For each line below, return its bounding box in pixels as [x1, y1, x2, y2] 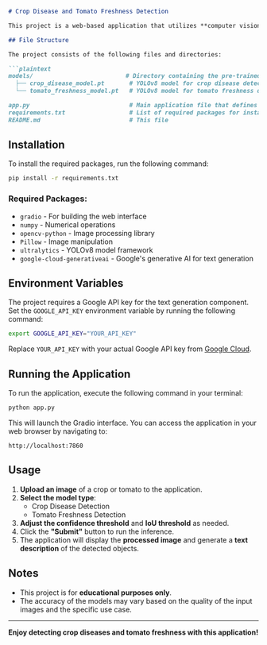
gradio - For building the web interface [19, 211, 147, 221]
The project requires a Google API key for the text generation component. [8, 298, 249, 307]
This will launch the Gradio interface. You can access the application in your [8, 418, 257, 427]
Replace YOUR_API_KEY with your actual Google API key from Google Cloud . [8, 344, 252, 353]
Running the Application [8, 367, 131, 380]
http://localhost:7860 [8, 442, 83, 450]
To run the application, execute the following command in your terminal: [8, 388, 244, 398]
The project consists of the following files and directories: [8, 50, 222, 59]
